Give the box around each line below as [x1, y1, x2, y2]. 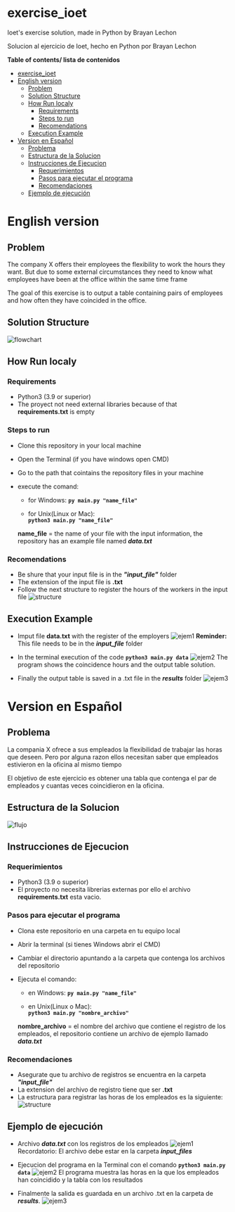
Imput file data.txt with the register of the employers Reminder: [17, 631, 227, 640]
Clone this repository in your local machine [17, 441, 142, 450]
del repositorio [17, 961, 60, 969]
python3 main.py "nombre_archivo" [27, 1009, 129, 1016]
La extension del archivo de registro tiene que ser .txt [17, 1085, 173, 1094]
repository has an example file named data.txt [17, 536, 153, 545]
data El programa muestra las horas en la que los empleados [17, 1168, 220, 1176]
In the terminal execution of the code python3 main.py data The [17, 652, 228, 661]
